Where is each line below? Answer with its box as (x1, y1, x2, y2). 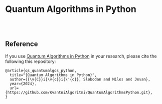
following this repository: (5, 58, 56, 64)
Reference (5, 40, 38, 48)
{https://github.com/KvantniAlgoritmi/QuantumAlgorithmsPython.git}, (5, 90, 153, 95)
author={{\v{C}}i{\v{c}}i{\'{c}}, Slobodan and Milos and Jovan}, (9, 76, 151, 82)
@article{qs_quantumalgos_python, (5, 68, 77, 73)
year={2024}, (9, 81, 37, 86)
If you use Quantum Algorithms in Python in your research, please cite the (5, 53, 157, 59)
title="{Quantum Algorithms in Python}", (9, 72, 97, 77)
